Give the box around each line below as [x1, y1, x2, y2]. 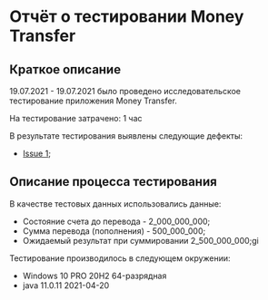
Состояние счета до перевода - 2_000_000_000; [22, 216, 211, 227]
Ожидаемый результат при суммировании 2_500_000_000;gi [22, 235, 259, 246]
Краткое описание [9, 62, 121, 77]
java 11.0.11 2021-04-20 [22, 279, 110, 291]
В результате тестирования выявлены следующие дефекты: [9, 131, 243, 141]
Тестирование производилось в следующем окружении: [9, 252, 231, 264]
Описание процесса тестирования [9, 174, 218, 189]
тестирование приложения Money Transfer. [9, 95, 177, 106]
